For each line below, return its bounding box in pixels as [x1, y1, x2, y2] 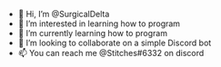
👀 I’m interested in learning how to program [17, 18, 180, 29]
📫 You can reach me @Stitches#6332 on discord [17, 48, 205, 58]
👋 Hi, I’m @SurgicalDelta [17, 9, 110, 19]
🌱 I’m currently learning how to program [17, 28, 168, 38]
